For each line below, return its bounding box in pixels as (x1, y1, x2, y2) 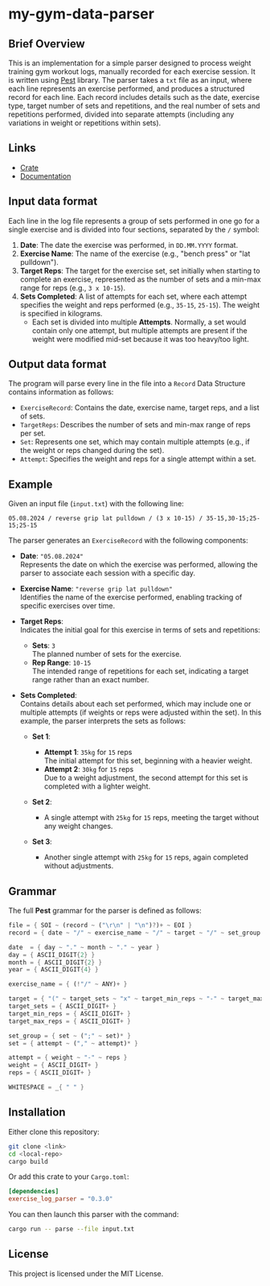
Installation (8, 1106, 66, 1119)
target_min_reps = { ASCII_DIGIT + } (8, 1009, 131, 1018)
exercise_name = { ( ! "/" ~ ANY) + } (8, 980, 128, 988)
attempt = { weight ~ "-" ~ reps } (8, 1053, 128, 1062)
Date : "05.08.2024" (19, 551, 84, 561)
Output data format (8, 357, 107, 371)
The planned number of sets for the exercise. (31, 649, 182, 659)
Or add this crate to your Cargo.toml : (8, 1172, 129, 1181)
